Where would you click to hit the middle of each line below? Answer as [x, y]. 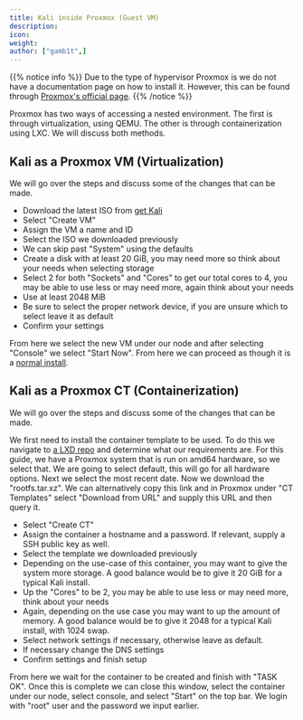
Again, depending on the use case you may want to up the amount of [151, 611]
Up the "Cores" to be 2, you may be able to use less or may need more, [156, 592]
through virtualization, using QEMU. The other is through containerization [146, 124]
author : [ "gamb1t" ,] [48, 52]
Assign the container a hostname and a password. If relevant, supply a [154, 534]
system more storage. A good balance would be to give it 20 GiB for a [152, 573]
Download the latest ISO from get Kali [92, 210]
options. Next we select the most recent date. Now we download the [137, 478]
